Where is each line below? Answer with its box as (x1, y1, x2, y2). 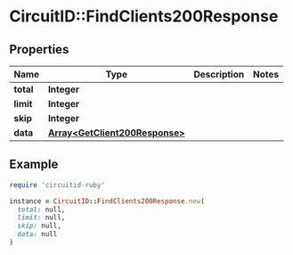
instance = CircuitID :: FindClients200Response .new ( (9, 196, 205, 206)
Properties (9, 42, 69, 57)
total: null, (17, 205, 66, 214)
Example (9, 157, 59, 172)
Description (193, 69, 245, 80)
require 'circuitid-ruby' (9, 180, 105, 189)
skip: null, (17, 221, 62, 231)
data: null (17, 230, 58, 239)
